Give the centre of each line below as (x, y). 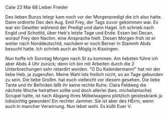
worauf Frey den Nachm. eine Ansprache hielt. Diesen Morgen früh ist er (80, 38)
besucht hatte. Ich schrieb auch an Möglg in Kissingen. (62, 49)
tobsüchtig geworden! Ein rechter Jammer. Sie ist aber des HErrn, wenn (79, 101)
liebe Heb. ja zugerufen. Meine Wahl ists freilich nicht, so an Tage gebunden (84, 74)
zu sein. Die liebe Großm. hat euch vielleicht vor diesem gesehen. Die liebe (83, 80)
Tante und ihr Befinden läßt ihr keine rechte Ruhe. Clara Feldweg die (76, 85)
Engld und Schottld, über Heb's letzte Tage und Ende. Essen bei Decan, (79, 33)
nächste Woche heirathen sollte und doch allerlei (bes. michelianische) (78, 90)
